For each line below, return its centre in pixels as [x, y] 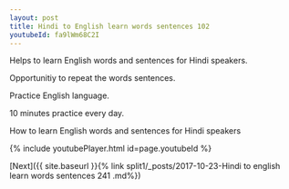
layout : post [34, 18]
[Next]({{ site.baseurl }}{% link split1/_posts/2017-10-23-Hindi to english [145, 166]
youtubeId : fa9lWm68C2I [55, 35]
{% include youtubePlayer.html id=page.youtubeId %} [111, 149]
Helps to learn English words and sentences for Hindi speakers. [129, 61]
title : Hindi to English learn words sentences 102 [109, 26]
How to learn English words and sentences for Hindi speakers [125, 131]
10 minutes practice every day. [67, 114]
